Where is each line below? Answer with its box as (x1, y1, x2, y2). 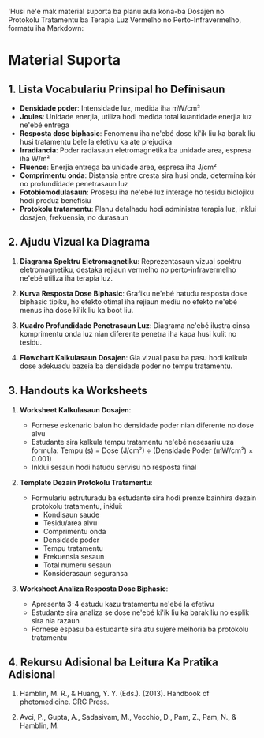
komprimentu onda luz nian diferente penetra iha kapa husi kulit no (19, 329, 237, 338)
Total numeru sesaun (43, 560, 112, 570)
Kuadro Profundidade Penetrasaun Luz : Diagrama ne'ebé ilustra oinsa (19, 320, 251, 330)
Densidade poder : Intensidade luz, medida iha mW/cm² (19, 104, 201, 113)
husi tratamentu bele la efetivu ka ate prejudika (19, 137, 173, 146)
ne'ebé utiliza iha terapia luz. (19, 273, 113, 283)
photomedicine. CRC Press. (19, 697, 110, 706)
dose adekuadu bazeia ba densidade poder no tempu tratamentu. (19, 361, 233, 371)
